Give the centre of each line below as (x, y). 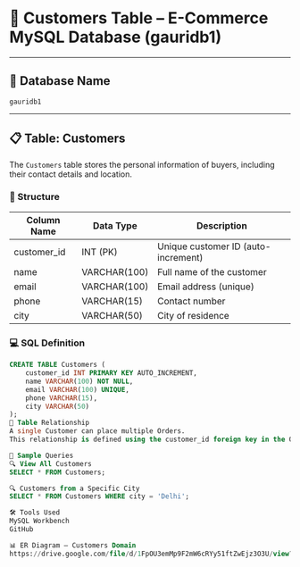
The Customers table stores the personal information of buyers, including (142, 164)
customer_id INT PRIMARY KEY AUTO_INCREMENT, (112, 373)
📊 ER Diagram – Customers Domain (73, 545)
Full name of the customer (212, 271)
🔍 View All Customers (50, 463)
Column (43, 220)
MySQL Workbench (39, 521)
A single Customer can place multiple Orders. (97, 431)
